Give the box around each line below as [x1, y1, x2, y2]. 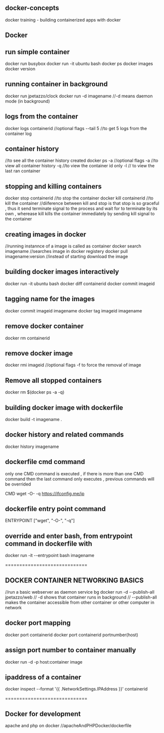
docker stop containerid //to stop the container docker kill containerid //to [5, 195, 154, 201]
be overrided [5, 481, 31, 487]
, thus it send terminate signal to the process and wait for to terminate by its [5, 205, 158, 212]
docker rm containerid [5, 335, 50, 341]
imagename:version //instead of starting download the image [5, 254, 128, 260]
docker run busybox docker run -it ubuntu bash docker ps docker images [5, 61, 153, 67]
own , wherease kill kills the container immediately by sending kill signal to [5, 211, 155, 217]
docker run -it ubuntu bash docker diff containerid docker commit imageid [5, 281, 155, 287]
